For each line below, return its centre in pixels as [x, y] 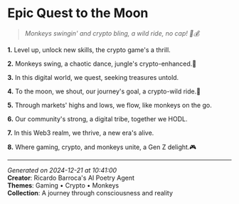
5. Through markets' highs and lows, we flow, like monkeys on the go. [110, 105]
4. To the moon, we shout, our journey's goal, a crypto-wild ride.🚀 [104, 91]
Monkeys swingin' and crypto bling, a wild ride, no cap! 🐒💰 [112, 33]
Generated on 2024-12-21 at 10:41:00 [62, 170]
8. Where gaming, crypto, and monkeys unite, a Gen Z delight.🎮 [102, 147]
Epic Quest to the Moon [78, 13]
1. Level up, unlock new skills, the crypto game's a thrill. [89, 50]
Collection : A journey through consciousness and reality [90, 193]
